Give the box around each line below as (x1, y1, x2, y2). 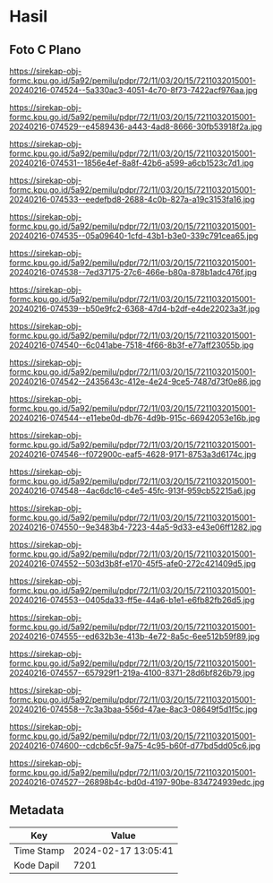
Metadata (9, 802, 64, 818)
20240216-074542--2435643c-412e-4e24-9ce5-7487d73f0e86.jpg (9, 377, 261, 386)
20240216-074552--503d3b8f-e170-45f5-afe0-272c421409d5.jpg (9, 558, 257, 568)
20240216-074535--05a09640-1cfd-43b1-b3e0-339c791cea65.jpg (9, 230, 259, 241)
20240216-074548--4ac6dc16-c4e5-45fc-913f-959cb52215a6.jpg (9, 486, 257, 496)
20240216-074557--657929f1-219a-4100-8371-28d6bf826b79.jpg (9, 668, 255, 678)
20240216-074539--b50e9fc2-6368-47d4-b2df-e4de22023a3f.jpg (9, 303, 260, 314)
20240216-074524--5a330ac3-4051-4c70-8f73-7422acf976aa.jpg (9, 85, 258, 95)
